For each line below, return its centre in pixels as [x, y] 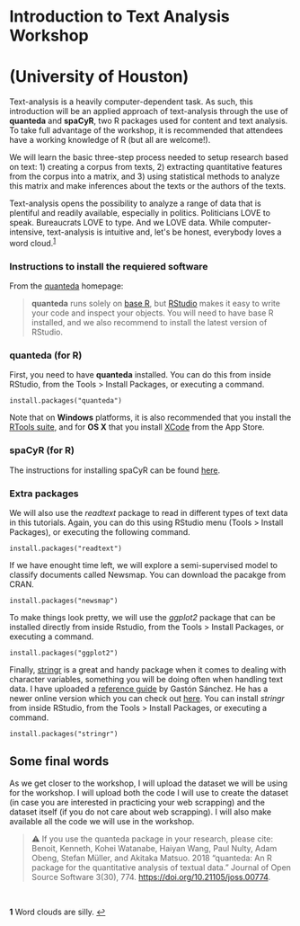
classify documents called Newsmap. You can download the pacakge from [147, 574]
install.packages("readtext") [66, 548]
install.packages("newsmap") [64, 601]
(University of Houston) [99, 77]
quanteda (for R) [46, 355]
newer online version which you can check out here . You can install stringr [147, 698]
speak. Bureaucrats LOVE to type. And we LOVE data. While [120, 223]
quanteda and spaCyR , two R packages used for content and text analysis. [149, 121]
